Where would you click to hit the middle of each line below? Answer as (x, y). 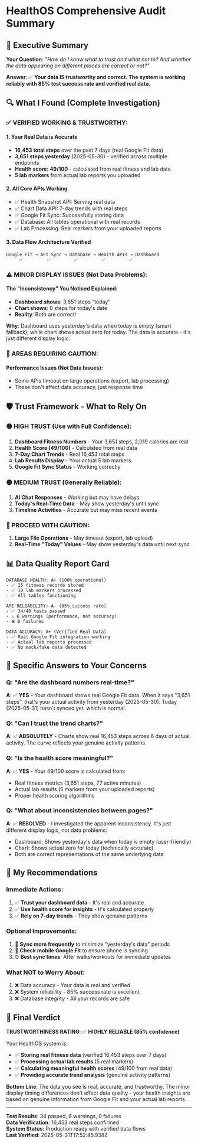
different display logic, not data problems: (57, 830)
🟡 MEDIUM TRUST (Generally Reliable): (64, 482)
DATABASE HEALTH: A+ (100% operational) (57, 580)
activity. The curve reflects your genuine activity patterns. (76, 743)
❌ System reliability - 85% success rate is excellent (77, 992)
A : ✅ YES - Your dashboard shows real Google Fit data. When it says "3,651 (98, 695)
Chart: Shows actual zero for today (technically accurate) (84, 848)
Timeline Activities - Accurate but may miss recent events (86, 510)
